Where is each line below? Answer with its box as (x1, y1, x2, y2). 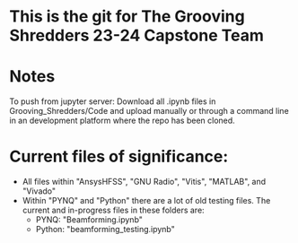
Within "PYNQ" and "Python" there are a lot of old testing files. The (22, 195, 271, 206)
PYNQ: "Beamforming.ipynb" (35, 214, 144, 225)
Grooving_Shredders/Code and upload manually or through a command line (9, 106, 289, 117)
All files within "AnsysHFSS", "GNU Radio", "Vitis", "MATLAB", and (22, 177, 267, 187)
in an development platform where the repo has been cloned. (9, 115, 235, 126)
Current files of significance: (9, 146, 229, 167)
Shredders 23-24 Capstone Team (9, 25, 265, 46)
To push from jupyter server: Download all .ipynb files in (9, 96, 216, 107)
